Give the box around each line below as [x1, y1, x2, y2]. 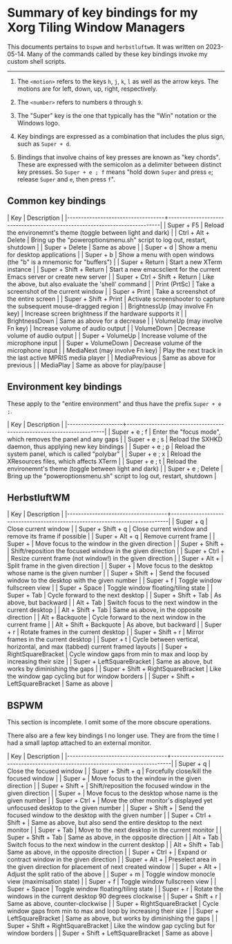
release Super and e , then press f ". [17, 175, 115, 183]
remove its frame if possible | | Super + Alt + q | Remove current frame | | [7, 532, 215, 541]
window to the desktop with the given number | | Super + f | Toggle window [7, 577, 222, 585]
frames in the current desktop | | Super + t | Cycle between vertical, [7, 636, 200, 644]
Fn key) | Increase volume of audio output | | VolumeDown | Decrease [7, 324, 206, 332]
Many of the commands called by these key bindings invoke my [26, 50, 208, 58]
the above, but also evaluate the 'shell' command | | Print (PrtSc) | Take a [7, 279, 215, 288]
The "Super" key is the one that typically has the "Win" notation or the [17, 111, 217, 119]
